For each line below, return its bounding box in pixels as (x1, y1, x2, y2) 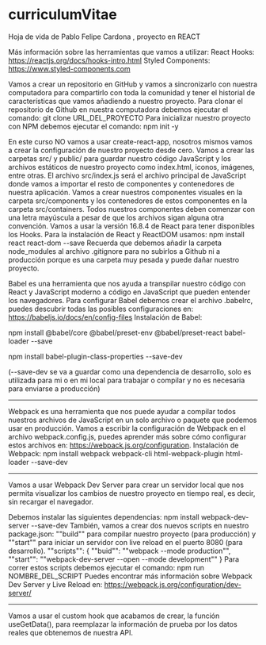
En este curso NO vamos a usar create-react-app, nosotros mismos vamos (8, 136, 253, 146)
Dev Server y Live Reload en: (8, 579, 103, 589)
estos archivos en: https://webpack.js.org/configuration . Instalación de (8, 440, 239, 450)
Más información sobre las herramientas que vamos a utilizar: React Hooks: (8, 47, 255, 56)
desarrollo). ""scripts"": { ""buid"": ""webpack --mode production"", (8, 546, 231, 555)
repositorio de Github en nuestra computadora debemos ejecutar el (8, 105, 228, 114)
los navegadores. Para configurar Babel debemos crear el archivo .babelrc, (8, 295, 253, 305)
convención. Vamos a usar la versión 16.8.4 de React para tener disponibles (8, 221, 255, 231)
